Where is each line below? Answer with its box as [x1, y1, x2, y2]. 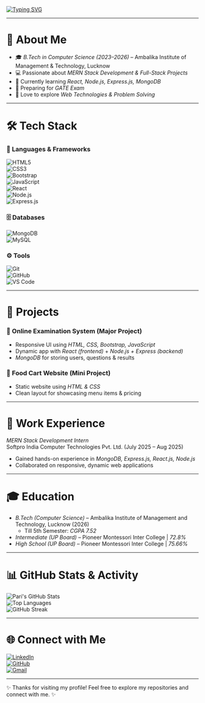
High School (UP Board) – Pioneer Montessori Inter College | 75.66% [15, 540, 188, 547]
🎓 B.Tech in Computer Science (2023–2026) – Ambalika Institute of [15, 53, 187, 60]
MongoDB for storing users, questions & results [15, 354, 135, 361]
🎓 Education [6, 489, 74, 503]
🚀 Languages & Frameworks [6, 145, 91, 154]
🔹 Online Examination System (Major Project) [6, 327, 142, 336]
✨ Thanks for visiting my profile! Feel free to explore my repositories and [6, 683, 189, 691]
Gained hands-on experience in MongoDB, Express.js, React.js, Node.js [15, 455, 196, 462]
